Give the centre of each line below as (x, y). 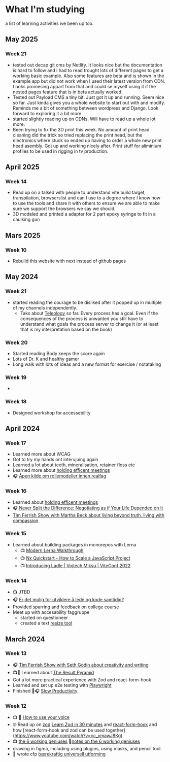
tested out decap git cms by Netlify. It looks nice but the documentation (87, 65)
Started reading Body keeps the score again (59, 353)
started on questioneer (44, 618)
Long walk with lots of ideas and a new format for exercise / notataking (87, 364)
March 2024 (25, 639)
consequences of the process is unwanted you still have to (82, 319)
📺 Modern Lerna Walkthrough (52, 550)
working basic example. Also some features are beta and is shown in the (88, 76)
